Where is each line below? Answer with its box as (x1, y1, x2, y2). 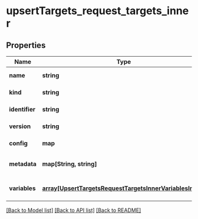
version (9, 122, 31, 130)
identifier (9, 105, 35, 113)
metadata (9, 160, 37, 168)
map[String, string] (42, 160, 97, 168)
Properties (6, 40, 46, 50)
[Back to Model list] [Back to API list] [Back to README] (6, 207, 141, 214)
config (9, 139, 28, 147)
